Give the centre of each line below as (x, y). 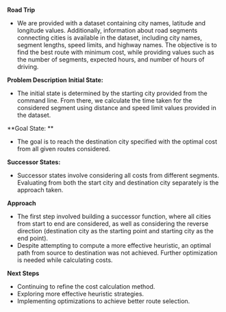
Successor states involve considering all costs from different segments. (118, 175)
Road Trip (21, 10)
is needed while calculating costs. (65, 260)
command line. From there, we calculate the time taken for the (104, 101)
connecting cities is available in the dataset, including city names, (109, 38)
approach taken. (40, 190)
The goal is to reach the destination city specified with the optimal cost (117, 142)
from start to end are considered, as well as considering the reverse (113, 224)
